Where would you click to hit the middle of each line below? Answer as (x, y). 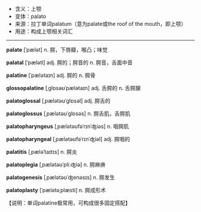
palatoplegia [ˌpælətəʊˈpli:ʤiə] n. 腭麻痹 (56, 165)
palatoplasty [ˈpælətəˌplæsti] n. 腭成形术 (56, 190)
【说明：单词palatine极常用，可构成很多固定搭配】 (68, 203)
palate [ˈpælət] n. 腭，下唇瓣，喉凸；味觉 (57, 50)
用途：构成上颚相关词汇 (44, 31)
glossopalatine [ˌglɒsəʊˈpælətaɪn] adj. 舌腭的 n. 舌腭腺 (74, 88)
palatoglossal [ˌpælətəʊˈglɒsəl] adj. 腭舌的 (58, 101)
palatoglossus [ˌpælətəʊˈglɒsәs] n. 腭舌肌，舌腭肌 (68, 114)
